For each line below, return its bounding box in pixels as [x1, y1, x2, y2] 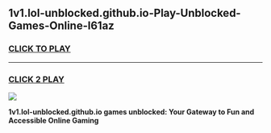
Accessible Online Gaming [8, 115, 99, 125]
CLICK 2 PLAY [8, 73, 65, 85]
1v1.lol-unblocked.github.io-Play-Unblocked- [8, 6, 241, 20]
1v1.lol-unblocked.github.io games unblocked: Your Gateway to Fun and [8, 106, 255, 116]
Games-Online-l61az [8, 19, 115, 33]
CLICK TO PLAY [8, 44, 71, 55]
